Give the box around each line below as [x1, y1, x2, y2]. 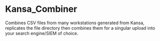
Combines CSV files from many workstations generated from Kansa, [5, 20, 145, 26]
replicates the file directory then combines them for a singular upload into [5, 25, 155, 31]
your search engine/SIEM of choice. [5, 30, 78, 36]
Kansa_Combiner [5, 3, 78, 15]
